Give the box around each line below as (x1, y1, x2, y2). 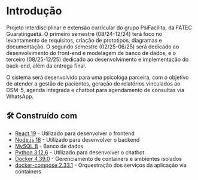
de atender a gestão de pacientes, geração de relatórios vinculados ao (6, 80, 181, 87)
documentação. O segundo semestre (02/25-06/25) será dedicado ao (6, 43, 179, 50)
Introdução (6, 4, 62, 18)
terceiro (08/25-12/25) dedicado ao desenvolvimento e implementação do (6, 56, 189, 63)
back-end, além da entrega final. (6, 62, 87, 69)
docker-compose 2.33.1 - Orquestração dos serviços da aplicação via (14, 161, 187, 169)
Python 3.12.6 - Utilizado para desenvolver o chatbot (14, 148, 145, 156)
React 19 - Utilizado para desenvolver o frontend (14, 130, 135, 137)
